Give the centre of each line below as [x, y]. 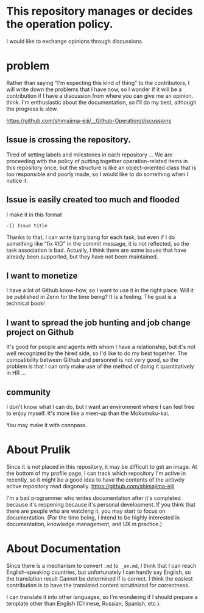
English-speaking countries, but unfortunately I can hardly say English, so [99, 572]
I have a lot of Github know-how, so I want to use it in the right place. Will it [100, 290]
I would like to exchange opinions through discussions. [75, 41]
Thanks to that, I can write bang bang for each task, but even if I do [91, 237]
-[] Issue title [27, 226]
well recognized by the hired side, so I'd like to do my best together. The [97, 353]
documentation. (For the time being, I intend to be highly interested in [93, 517]
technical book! [26, 303]
